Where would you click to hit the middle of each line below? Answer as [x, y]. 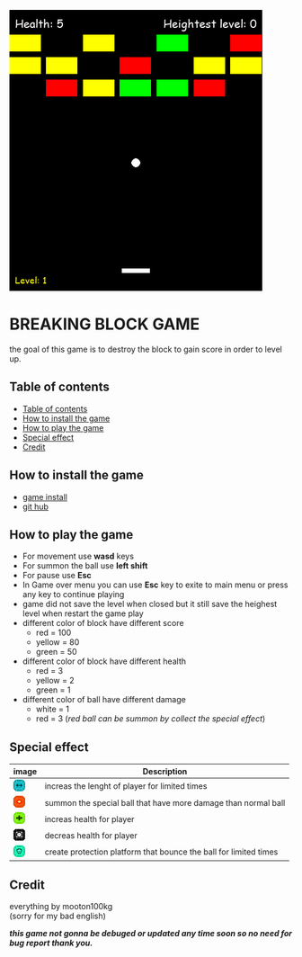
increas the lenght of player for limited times [126, 786]
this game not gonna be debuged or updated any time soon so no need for [151, 934]
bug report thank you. [51, 943]
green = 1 [53, 690]
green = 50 [57, 652]
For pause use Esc [57, 576]
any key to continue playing [73, 595]
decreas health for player [91, 836]
